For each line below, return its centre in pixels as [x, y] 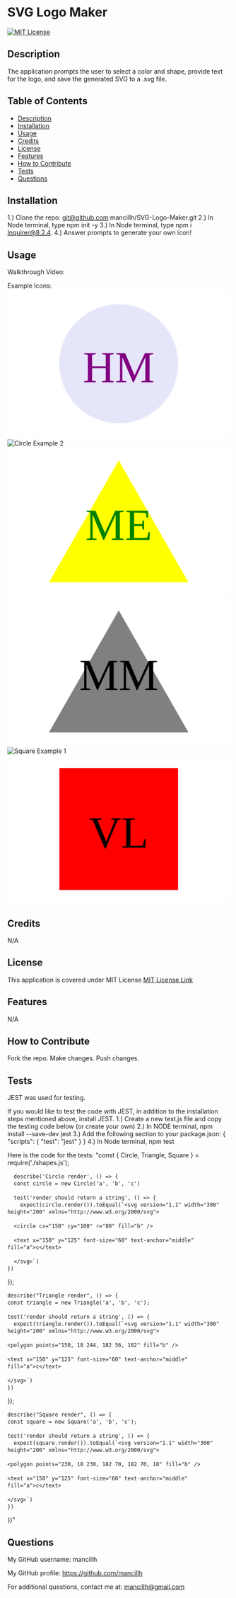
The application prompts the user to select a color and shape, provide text [115, 71]
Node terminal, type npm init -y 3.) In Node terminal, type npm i [100, 225]
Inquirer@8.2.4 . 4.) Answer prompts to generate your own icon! [100, 233]
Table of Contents [48, 101]
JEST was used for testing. [47, 1098]
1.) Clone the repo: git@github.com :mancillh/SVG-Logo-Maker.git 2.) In [111, 217]
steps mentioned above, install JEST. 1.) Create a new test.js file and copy [115, 1119]
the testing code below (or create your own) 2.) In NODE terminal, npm [110, 1126]
